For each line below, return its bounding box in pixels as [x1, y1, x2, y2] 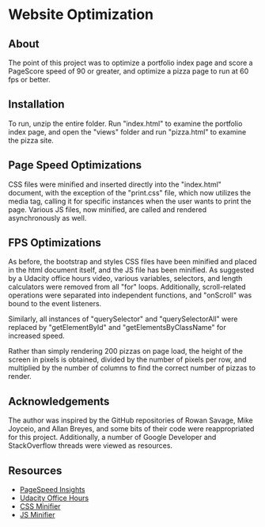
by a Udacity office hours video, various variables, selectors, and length [8, 274, 243, 283]
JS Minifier [19, 510, 55, 520]
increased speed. [8, 331, 65, 341]
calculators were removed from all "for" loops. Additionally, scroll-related [8, 282, 247, 292]
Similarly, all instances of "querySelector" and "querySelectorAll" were [8, 314, 238, 324]
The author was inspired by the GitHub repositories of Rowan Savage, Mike [8, 415, 253, 425]
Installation [8, 97, 65, 112]
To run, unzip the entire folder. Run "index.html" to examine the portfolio [8, 119, 243, 128]
